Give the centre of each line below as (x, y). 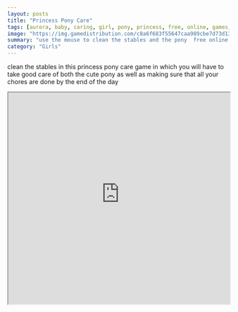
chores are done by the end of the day (63, 82)
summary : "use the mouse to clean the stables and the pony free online (118, 40)
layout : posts (28, 14)
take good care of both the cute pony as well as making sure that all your (113, 74)
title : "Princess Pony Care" (50, 20)
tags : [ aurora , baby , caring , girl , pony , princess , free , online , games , (119, 27)
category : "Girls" (34, 47)
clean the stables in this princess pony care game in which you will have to (115, 67)
